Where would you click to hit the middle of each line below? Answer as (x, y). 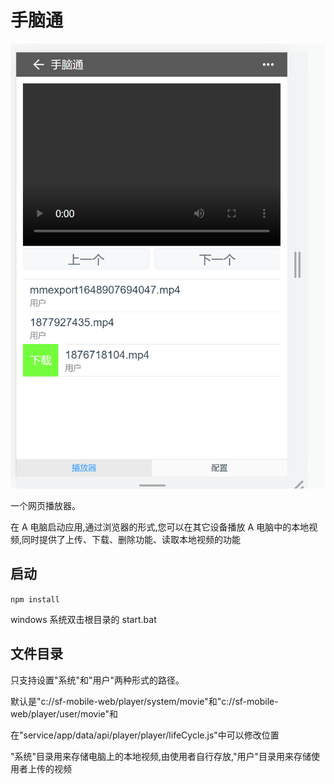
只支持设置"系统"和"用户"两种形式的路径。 (97, 680)
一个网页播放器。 (45, 506)
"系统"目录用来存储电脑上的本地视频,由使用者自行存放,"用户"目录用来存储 (161, 756)
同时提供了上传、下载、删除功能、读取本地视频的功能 (131, 540)
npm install (35, 599)
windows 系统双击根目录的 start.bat (83, 619)
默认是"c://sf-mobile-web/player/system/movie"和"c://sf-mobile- (144, 701)
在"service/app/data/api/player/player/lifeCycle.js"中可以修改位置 (145, 735)
